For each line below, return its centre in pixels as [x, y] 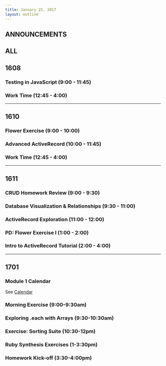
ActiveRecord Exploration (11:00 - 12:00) [55, 219]
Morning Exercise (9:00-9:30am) [46, 305]
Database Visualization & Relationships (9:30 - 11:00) [70, 206]
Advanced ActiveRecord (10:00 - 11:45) [53, 144]
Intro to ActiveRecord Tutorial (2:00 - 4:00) [58, 246]
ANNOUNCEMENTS [36, 34]
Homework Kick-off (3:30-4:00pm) [49, 358]
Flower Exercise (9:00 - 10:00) [42, 131]
